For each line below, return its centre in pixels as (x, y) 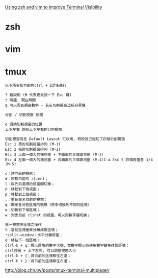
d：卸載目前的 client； (27, 179)
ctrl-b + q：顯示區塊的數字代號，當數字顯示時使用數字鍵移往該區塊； (67, 246)
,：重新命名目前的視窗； (26, 200)
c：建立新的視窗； (21, 174)
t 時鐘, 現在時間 (20, 100)
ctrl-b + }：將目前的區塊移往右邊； (38, 261)
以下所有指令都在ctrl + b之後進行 (36, 86)
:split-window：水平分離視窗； (34, 235)
